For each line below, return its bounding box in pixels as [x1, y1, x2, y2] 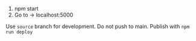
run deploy [5, 29, 33, 35]
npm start [14, 5, 38, 12]
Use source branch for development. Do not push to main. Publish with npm [5, 23, 190, 30]
